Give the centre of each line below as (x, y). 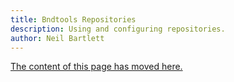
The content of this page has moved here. (96, 67)
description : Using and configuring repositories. (118, 29)
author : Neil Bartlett (57, 38)
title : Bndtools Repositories (73, 19)
